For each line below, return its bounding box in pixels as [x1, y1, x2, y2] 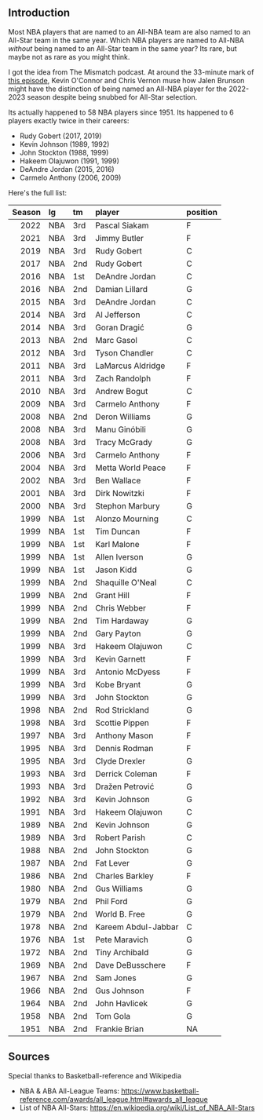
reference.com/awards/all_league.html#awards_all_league [19, 1094, 208, 1104]
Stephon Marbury [95, 500, 160, 511]
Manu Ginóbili [95, 424, 147, 435]
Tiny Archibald [95, 947, 149, 958]
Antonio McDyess [95, 666, 161, 677]
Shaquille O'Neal [95, 577, 157, 588]
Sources [8, 1050, 50, 1063]
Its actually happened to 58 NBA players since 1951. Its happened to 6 [8, 108, 234, 117]
